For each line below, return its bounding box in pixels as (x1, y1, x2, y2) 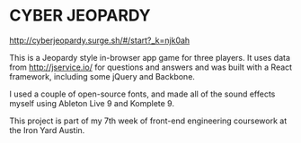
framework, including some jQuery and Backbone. (9, 71, 196, 81)
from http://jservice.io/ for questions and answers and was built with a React (9, 62, 293, 72)
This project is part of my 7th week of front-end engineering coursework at (9, 115, 288, 126)
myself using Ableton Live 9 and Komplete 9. (9, 97, 175, 108)
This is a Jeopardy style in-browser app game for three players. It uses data (9, 52, 290, 63)
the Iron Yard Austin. (9, 124, 85, 135)
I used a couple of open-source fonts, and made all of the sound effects (9, 88, 276, 99)
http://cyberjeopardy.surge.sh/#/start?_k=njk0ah (9, 35, 190, 46)
